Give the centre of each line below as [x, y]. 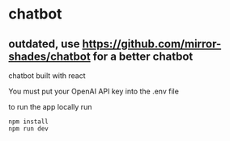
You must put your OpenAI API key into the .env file [94, 91]
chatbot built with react [47, 76]
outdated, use [44, 44]
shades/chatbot [49, 56]
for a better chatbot [143, 56]
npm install [28, 122]
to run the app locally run [50, 107]
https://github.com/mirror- [152, 44]
